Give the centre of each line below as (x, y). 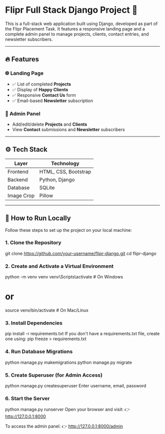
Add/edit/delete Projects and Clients (50, 124)
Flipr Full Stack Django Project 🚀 (71, 10)
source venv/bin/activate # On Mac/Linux (47, 310)
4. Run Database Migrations (39, 352)
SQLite (47, 188)
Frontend (18, 171)
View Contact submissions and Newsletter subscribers (69, 129)
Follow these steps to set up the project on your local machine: (69, 230)
